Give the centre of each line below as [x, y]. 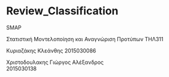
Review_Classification [62, 11]
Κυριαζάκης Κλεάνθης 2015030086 [51, 50]
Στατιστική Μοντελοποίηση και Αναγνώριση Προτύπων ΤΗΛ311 [85, 39]
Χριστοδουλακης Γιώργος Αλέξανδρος [55, 62]
